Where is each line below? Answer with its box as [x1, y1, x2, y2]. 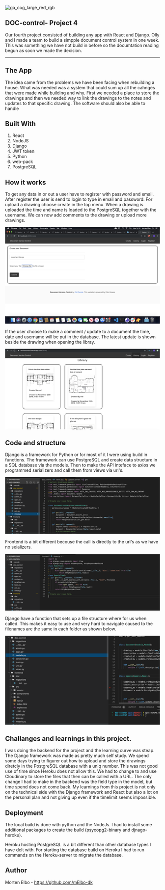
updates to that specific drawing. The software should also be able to [5, 100, 146, 106]
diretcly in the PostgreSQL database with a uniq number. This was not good [5, 763, 158, 769]
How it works [5, 178, 46, 187]
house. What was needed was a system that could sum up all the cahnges [5, 84, 155, 90]
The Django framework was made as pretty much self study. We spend [5, 753, 149, 758]
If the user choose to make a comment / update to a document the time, [5, 329, 151, 335]
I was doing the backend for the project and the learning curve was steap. [5, 748, 155, 754]
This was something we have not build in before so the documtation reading [5, 42, 159, 48]
